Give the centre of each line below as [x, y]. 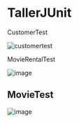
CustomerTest [27, 32]
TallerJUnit [39, 13]
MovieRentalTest [31, 59]
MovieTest [30, 95]
